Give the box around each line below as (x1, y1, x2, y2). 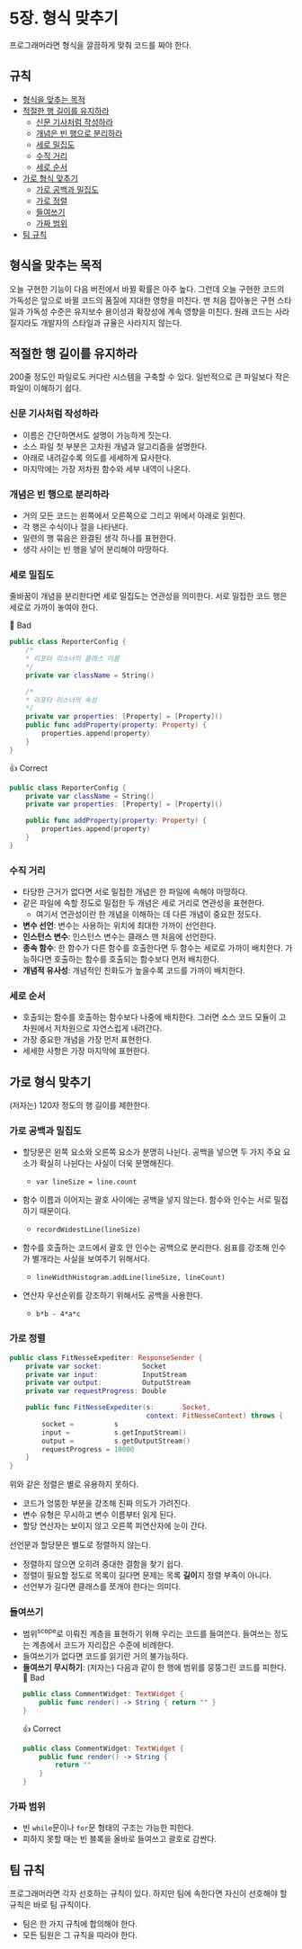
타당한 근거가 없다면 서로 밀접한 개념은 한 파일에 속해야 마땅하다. (22, 887, 248, 898)
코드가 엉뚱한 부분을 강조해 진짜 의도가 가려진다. (22, 1498, 191, 1509)
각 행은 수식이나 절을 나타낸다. (22, 521, 129, 532)
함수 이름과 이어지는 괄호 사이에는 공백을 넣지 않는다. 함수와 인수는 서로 (22, 1194, 272, 1205)
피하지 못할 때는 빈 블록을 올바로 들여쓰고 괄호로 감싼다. (22, 1834, 218, 1845)
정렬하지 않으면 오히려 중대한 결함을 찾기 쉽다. (22, 1559, 184, 1569)
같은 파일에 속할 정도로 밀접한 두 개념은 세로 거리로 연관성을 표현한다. (22, 898, 265, 908)
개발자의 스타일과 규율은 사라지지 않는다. (40, 317, 182, 328)
